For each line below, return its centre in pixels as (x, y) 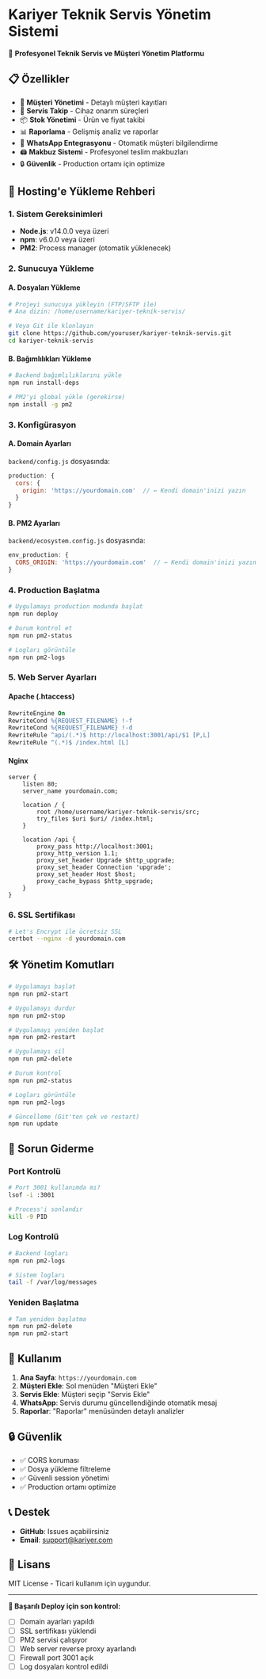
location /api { (49, 840)
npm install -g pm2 (40, 404)
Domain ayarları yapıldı (57, 1622)
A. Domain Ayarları (40, 444)
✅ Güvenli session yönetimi (64, 1478)
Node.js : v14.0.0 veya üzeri (64, 231)
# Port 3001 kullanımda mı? (55, 1188)
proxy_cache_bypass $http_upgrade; (95, 881)
